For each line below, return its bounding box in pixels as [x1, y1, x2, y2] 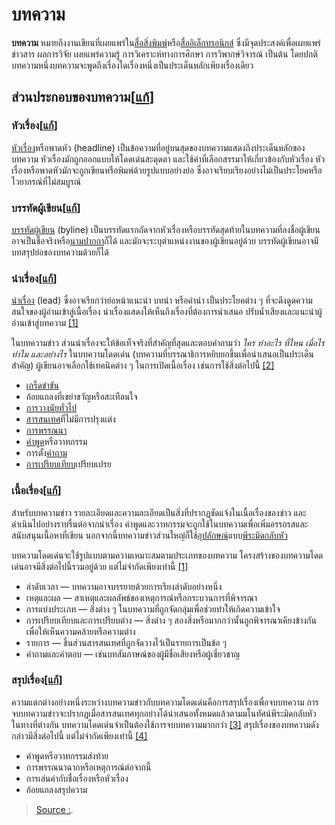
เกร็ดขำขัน [25, 379, 59, 392]
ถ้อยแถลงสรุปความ [25, 783, 88, 795]
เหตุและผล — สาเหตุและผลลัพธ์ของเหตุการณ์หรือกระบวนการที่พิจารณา [25, 591, 258, 603]
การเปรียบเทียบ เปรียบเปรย [25, 458, 112, 470]
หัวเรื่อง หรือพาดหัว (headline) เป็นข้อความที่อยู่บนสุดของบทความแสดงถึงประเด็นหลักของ [11, 141, 306, 153]
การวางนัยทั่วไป [25, 402, 77, 414]
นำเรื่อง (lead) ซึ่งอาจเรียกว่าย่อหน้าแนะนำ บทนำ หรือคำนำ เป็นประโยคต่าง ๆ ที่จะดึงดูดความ [11, 294, 313, 307]
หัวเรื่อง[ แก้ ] [11, 119, 58, 133]
